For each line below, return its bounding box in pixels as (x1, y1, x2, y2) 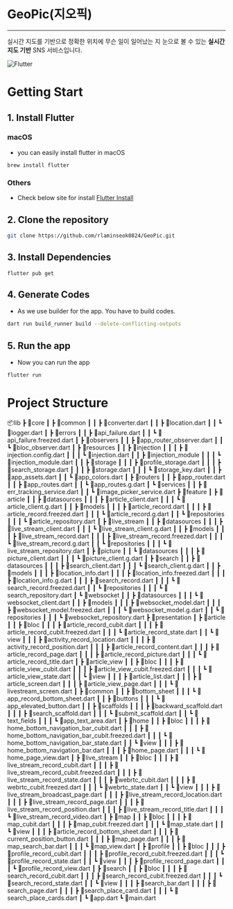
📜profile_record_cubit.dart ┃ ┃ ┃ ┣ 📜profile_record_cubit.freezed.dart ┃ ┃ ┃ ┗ (7, 849, 224, 858)
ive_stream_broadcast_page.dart (7, 790, 103, 799)
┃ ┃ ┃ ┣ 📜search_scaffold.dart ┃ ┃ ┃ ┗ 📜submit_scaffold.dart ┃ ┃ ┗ (7, 709, 193, 717)
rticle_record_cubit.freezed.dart (7, 628, 101, 636)
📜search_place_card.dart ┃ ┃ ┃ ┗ (80, 886, 173, 894)
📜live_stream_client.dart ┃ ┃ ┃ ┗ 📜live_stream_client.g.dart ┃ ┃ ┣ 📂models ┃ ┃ (7, 524, 225, 532)
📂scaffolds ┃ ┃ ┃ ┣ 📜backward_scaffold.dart (97, 701, 223, 710)
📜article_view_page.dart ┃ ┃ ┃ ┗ (83, 679, 173, 688)
